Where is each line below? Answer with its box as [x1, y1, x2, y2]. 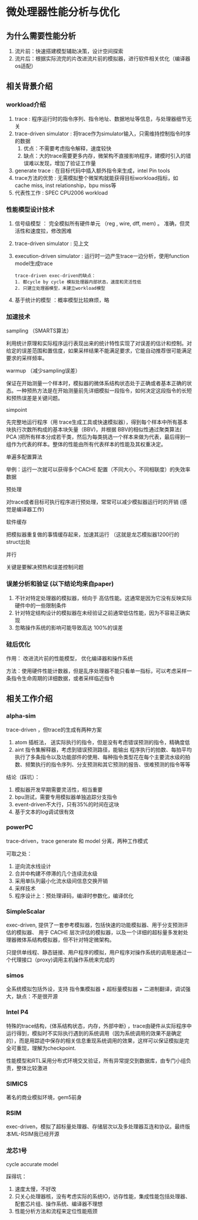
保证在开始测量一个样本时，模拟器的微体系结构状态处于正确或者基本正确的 [6, 380, 187, 387]
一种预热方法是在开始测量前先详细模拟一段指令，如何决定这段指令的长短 [16, 387, 192, 394]
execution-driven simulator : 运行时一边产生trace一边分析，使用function [14, 252, 190, 259]
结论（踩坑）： [6, 773, 40, 780]
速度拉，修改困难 [30, 227, 72, 234]
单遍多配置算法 [6, 453, 42, 460]
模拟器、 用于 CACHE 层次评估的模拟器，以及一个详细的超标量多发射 [16, 929, 183, 936]
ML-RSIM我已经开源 [11, 1131, 60, 1138]
